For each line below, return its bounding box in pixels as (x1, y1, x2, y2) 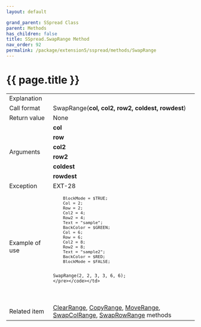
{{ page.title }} (6, 73, 80, 87)
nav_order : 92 (6, 42, 42, 48)
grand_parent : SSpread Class (6, 19, 79, 26)
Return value (9, 113, 45, 122)
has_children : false (6, 31, 58, 37)
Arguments (9, 147, 41, 156)
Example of (9, 239, 41, 247)
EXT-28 (53, 181, 76, 190)
